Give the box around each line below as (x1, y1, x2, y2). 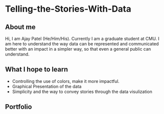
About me (5, 23, 36, 31)
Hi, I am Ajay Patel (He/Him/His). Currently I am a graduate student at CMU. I (5, 36, 160, 41)
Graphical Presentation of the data (12, 83, 82, 89)
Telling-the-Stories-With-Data (5, 3, 131, 15)
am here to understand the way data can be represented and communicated (5, 41, 159, 47)
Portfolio (5, 103, 32, 111)
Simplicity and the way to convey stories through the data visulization (12, 89, 153, 95)
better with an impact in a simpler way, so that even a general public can (5, 46, 151, 52)
